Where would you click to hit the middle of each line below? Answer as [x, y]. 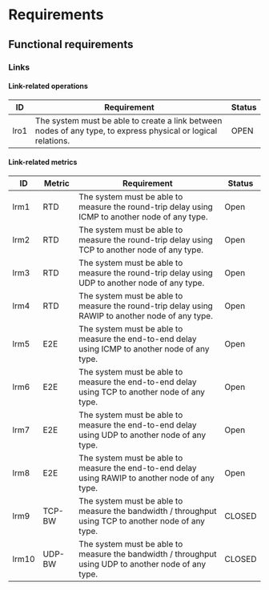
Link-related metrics [43, 163]
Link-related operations [48, 86]
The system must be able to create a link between [128, 120]
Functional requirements [71, 44]
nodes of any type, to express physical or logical [126, 130]
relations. [52, 140]
